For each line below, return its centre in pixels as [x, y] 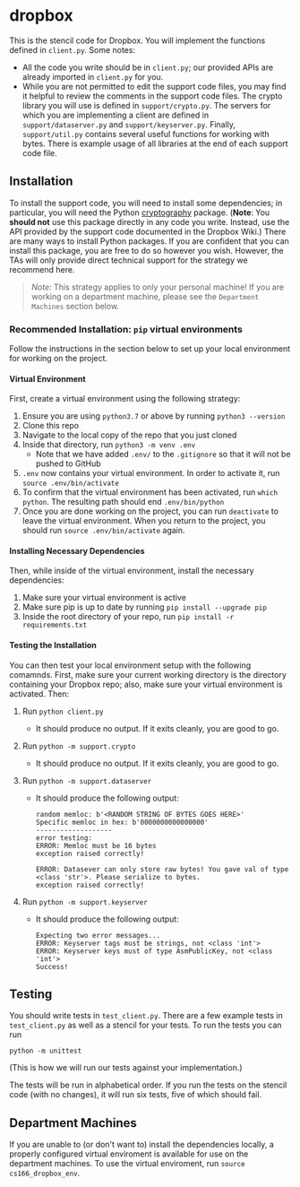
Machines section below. [75, 306]
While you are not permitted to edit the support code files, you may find [154, 86]
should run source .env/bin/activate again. [103, 531]
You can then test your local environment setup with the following [130, 665]
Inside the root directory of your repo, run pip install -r [128, 617]
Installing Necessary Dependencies [77, 550]
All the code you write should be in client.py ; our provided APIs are [148, 67]
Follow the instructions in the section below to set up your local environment [150, 349]
